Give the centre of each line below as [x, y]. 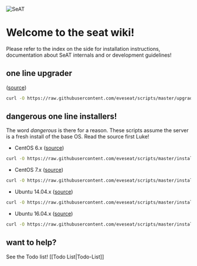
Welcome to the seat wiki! [70, 33]
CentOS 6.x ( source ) [39, 148]
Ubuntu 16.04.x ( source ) [44, 214]
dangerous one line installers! [62, 117]
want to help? [31, 243]
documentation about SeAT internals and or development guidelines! [89, 55]
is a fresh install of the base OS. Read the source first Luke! [78, 137]
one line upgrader [39, 73]
